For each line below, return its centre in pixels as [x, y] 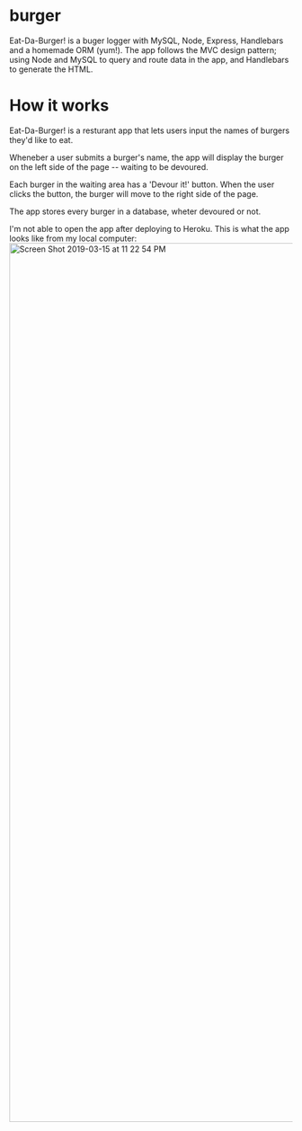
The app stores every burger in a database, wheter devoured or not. [135, 211]
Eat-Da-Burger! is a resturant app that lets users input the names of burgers [150, 130]
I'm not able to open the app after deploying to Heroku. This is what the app [150, 228]
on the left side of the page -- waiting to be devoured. [109, 166]
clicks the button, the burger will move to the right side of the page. [134, 193]
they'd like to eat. [41, 139]
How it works [59, 106]
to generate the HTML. [51, 69]
